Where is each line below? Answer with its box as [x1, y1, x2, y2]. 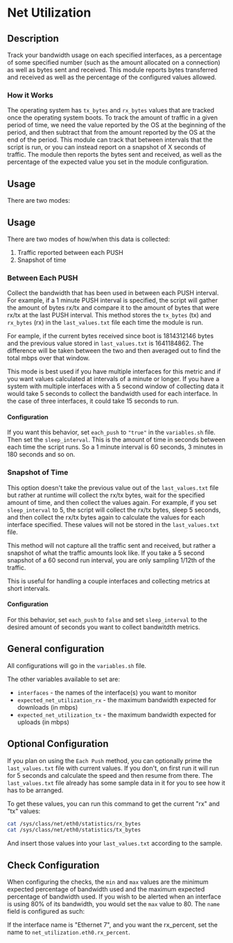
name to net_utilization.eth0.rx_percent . [7, 928, 130, 937]
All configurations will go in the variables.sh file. [7, 661, 147, 669]
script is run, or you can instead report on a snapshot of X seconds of [7, 143, 206, 151]
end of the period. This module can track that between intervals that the [7, 135, 213, 144]
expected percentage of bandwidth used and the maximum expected [7, 885, 205, 894]
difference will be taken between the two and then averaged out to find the [7, 347, 221, 355]
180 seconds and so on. [7, 450, 76, 459]
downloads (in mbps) [17, 703, 78, 711]
